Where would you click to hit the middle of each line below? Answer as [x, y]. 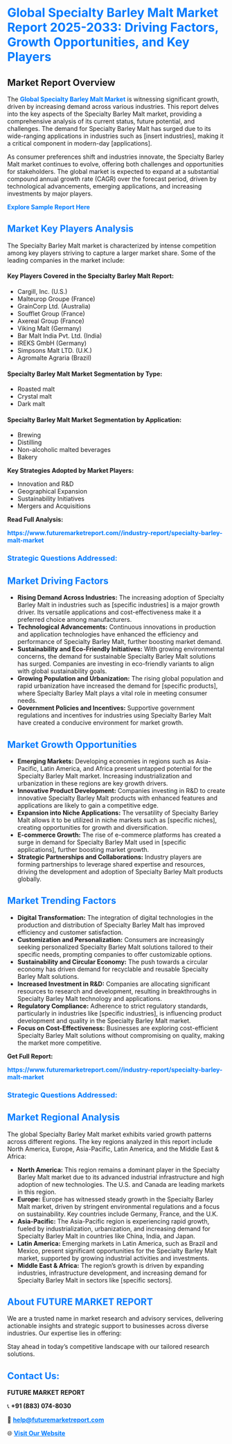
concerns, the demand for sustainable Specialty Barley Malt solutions [116, 656]
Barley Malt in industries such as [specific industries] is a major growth [118, 605]
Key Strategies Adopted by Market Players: [71, 471]
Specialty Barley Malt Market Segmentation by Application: [95, 419]
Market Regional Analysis [64, 1117]
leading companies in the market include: [66, 260]
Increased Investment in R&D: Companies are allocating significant [114, 984]
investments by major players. [50, 193]
